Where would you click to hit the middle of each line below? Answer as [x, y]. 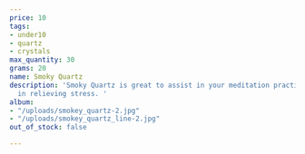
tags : [20, 26]
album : [22, 102]
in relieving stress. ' [62, 93]
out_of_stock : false [49, 128]
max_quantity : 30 [42, 60]
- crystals [30, 52]
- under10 [28, 34]
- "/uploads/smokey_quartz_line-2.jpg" [85, 119]
